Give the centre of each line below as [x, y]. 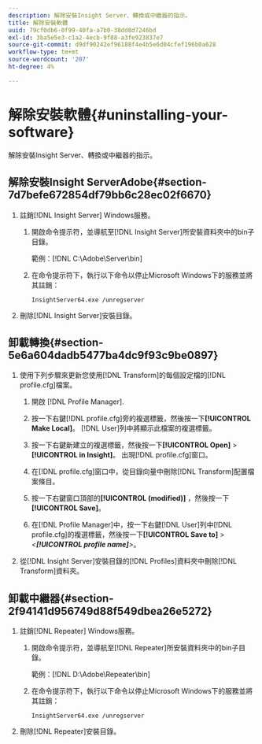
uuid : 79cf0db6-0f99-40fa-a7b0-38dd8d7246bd [82, 30]
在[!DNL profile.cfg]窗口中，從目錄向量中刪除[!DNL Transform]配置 [139, 472]
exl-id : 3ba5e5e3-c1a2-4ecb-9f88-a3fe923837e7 [86, 37]
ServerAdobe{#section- [146, 182]
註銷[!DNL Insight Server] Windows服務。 [87, 215]
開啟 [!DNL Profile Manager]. [77, 402]
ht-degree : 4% [31, 67]
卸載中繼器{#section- [61, 598]
